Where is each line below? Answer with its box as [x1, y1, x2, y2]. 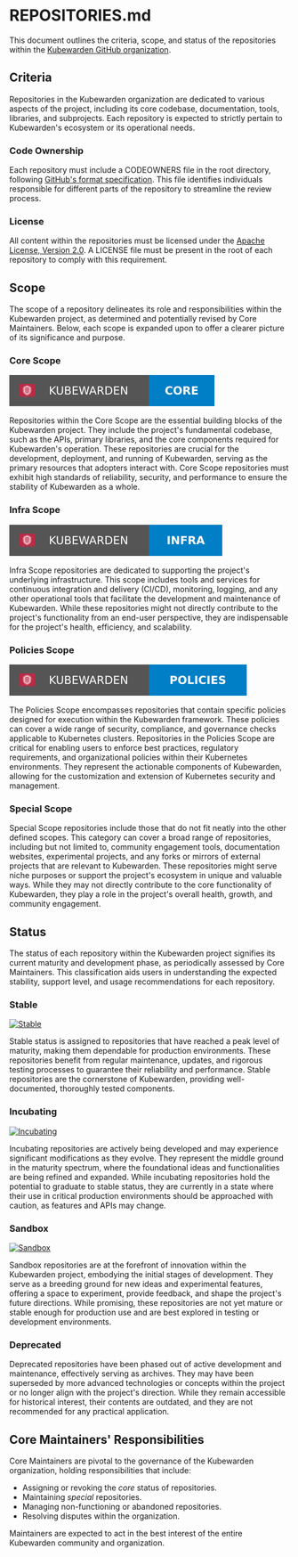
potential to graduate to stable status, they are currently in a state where [9, 1181, 274, 1192]
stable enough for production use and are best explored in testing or [9, 1307, 260, 1318]
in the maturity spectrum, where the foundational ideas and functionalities [9, 1162, 280, 1172]
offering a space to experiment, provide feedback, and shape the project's [9, 1288, 282, 1299]
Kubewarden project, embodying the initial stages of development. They [9, 1269, 274, 1280]
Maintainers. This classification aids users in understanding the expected [9, 967, 278, 978]
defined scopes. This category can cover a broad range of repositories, [9, 832, 271, 843]
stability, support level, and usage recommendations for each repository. [9, 976, 276, 987]
